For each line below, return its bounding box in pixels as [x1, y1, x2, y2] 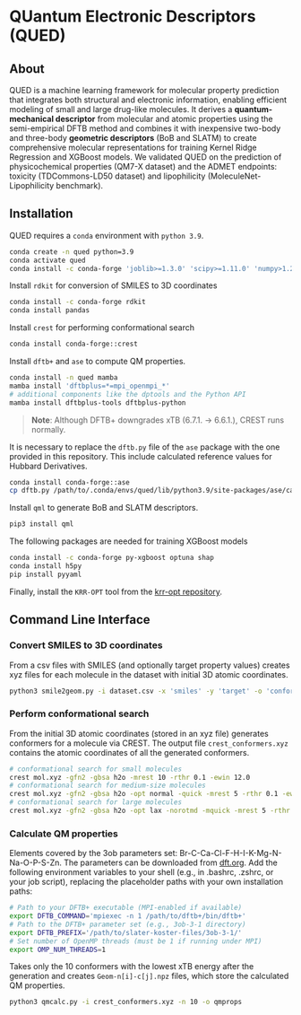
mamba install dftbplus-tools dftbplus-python [9, 398, 186, 407]
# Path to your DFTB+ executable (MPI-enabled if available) [9, 904, 243, 913]
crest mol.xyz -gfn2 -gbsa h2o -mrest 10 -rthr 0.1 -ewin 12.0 [9, 773, 251, 782]
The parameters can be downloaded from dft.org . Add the [64, 857, 278, 868]
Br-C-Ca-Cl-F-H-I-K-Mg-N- [179, 848, 282, 859]
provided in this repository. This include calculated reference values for [9, 451, 272, 461]
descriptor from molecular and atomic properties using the [55, 114, 273, 124]
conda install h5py [9, 562, 82, 571]
